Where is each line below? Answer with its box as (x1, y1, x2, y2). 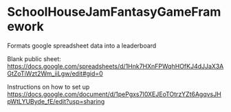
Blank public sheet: (7, 54, 62, 63)
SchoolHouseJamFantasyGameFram (7, 4, 221, 20)
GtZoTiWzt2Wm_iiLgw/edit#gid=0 (7, 69, 103, 78)
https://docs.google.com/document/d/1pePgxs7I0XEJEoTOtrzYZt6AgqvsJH (7, 90, 221, 98)
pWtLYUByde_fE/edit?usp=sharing (7, 97, 105, 105)
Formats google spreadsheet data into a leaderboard (7, 41, 157, 49)
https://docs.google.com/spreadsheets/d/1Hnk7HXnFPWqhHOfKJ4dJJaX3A (7, 62, 224, 70)
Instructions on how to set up (7, 82, 90, 91)
